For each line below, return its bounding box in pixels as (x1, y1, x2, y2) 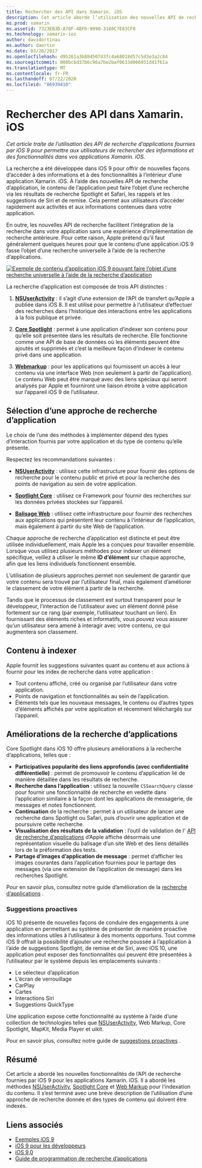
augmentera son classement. (6, 628, 78, 636)
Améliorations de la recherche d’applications (6, 729, 178, 739)
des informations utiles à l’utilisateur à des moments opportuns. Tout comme (6, 931, 196, 938)
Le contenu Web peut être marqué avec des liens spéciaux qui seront (14, 375, 188, 383)
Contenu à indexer (6, 646, 77, 656)
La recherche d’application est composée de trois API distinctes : (6, 283, 167, 290)
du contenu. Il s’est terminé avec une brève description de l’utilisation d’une (6, 1090, 193, 1097)
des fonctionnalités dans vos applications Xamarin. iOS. (6, 153, 145, 160)
